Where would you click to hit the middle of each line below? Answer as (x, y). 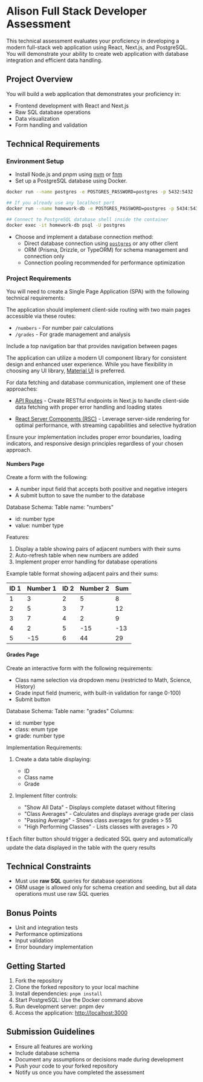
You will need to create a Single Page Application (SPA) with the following (98, 292)
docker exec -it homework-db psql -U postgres (66, 225)
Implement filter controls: (46, 795)
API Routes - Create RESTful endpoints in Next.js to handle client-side (102, 401)
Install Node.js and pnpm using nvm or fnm (69, 175)
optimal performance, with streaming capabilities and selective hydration (106, 425)
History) (25, 686)
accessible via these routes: (41, 316)
